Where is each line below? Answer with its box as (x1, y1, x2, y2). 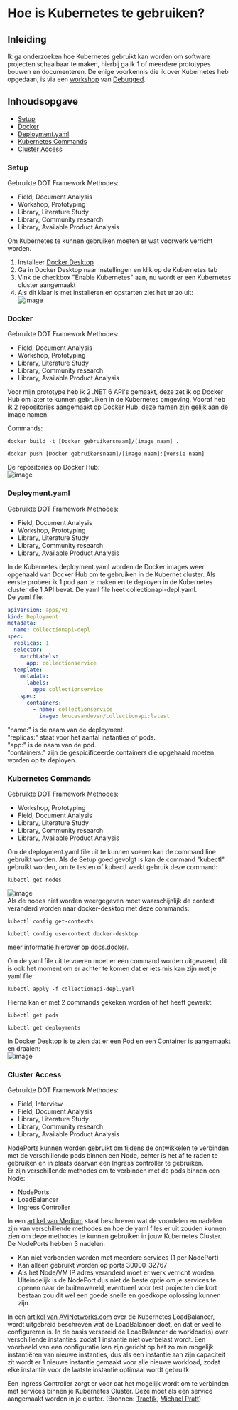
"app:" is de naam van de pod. (7, 740, 97, 749)
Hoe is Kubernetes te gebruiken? (7, 5, 205, 21)
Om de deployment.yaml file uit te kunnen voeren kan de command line (7, 847, 217, 856)
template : (13, 666, 43, 673)
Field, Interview (17, 1099, 63, 1109)
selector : (13, 646, 43, 653)
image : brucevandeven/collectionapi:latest (38, 712, 171, 720)
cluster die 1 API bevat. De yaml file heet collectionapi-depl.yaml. (7, 585, 198, 593)
